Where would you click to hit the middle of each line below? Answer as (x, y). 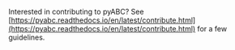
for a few (212, 29)
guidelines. (27, 37)
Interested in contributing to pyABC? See (76, 12)
